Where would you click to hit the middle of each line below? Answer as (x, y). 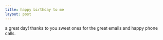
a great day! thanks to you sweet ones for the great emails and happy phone (81, 28)
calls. (10, 33)
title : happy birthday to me (35, 10)
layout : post (18, 14)
